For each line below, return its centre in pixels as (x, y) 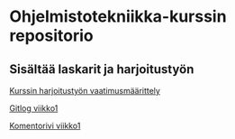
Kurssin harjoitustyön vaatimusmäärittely (85, 91)
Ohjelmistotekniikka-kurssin (118, 17)
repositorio (51, 36)
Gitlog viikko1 (34, 108)
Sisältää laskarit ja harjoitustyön (102, 69)
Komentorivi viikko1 (45, 125)
